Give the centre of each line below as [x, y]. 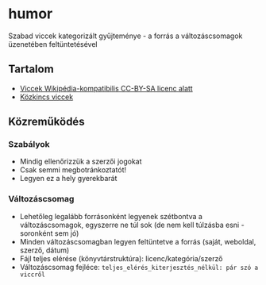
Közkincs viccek [46, 97]
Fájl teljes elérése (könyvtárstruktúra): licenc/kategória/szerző [121, 258]
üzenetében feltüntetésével [53, 44]
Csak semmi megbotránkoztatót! [73, 170]
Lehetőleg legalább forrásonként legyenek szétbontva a [111, 216]
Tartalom [31, 69]
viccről [32, 275]
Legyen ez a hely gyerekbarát [68, 179]
